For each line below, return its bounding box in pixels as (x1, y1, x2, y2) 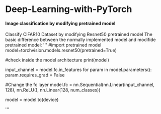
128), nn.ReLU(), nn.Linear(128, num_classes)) (5, 87, 101, 93)
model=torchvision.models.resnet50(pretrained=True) (5, 47, 117, 53)
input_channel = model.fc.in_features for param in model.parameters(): (5, 66, 152, 73)
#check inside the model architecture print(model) (5, 57, 110, 63)
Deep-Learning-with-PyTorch (5, 3, 132, 15)
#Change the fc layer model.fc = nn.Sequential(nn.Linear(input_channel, (5, 81, 155, 88)
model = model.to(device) (5, 96, 59, 103)
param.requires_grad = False (5, 72, 65, 78)
